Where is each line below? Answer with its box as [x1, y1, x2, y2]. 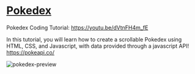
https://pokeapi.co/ [6, 48, 55, 56]
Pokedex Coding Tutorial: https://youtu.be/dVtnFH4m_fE [6, 24, 149, 31]
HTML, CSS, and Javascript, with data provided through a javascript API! [6, 42, 189, 50]
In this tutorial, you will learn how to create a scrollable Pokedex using [6, 35, 182, 43]
